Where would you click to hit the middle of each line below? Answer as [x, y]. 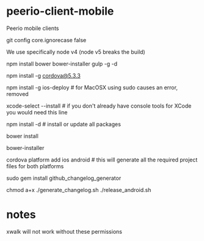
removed [17, 94]
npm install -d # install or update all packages [64, 124]
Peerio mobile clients [33, 28]
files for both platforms [35, 166]
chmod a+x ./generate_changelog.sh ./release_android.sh [79, 190]
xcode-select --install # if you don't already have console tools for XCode [99, 106]
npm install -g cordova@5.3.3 [43, 75]
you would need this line [37, 112]
